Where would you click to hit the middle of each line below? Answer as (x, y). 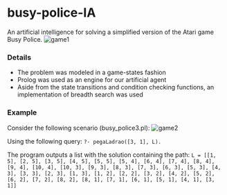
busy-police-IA (52, 13)
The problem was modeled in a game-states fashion (91, 73)
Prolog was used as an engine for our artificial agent (92, 80)
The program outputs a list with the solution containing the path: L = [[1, (112, 155)
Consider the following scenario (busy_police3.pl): (79, 128)
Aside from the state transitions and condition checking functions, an (116, 87)
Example (22, 112)
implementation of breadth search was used (80, 94)
